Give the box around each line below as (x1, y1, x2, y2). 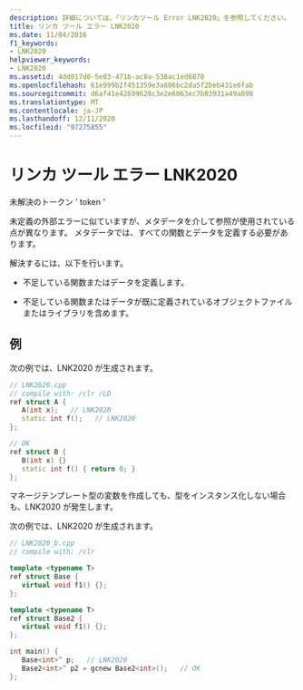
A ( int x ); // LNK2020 (21, 405, 112, 415)
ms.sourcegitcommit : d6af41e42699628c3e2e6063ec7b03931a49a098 (9, 89, 254, 98)
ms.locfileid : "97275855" (9, 123, 107, 132)
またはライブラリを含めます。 (22, 307, 134, 318)
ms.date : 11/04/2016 (9, 30, 88, 39)
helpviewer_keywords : (9, 55, 92, 64)
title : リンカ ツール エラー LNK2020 (9, 22, 140, 31)
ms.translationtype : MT (9, 97, 100, 107)
